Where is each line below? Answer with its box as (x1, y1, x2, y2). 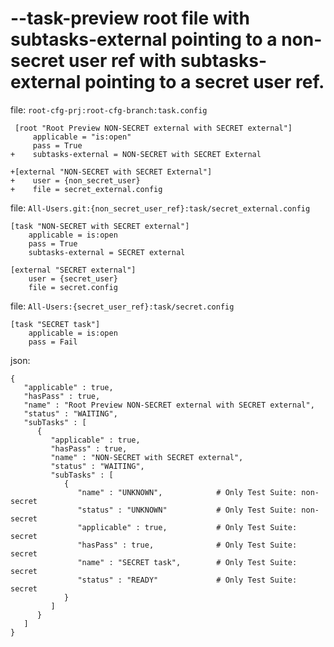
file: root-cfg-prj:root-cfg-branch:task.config (10, 103, 208, 116)
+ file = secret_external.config (10, 184, 163, 194)
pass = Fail (28, 337, 78, 347)
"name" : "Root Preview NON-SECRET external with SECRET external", (23, 400, 315, 410)
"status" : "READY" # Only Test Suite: (77, 575, 298, 585)
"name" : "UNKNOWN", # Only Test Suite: (77, 487, 298, 497)
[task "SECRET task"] (10, 319, 101, 329)
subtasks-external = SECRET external (28, 247, 186, 257)
